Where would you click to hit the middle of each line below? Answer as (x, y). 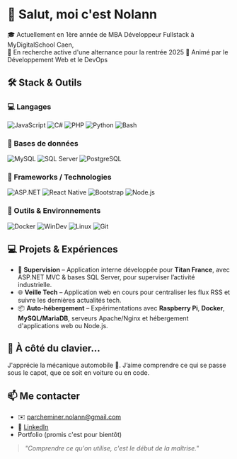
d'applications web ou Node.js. (63, 326)
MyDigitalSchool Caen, (41, 45)
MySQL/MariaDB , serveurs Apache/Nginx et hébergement (103, 318)
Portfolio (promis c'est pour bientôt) (70, 434)
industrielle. (35, 285)
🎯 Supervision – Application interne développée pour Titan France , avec (123, 270)
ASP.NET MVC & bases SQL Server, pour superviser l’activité (106, 277)
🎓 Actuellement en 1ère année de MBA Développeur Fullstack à (101, 34)
